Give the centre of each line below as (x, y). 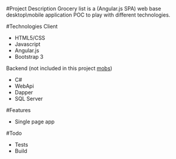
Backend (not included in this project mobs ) (59, 68)
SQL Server (29, 98)
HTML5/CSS (30, 38)
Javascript (27, 44)
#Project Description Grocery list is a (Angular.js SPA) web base (84, 9)
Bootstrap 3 (29, 57)
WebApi (24, 86)
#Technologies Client (32, 26)
